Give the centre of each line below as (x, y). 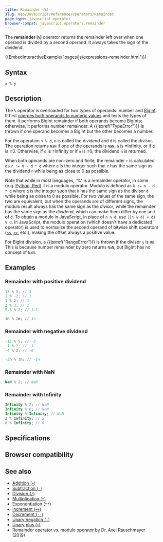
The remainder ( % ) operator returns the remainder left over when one (74, 37)
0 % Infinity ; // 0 (25, 423)
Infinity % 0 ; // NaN (27, 409)
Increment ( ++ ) (27, 509)
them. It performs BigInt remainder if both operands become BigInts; (74, 121)
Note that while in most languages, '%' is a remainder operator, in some (77, 180)
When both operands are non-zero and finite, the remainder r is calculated (80, 160)
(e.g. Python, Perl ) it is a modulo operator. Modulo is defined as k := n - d (80, 185)
